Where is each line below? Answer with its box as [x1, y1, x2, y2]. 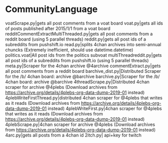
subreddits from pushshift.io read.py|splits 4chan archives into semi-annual [5, 41, 161, 47]
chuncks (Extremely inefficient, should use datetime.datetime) [5, 47, 134, 53]
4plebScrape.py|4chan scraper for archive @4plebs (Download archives [5, 121, 155, 127]
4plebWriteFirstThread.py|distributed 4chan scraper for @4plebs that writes [5, 94, 163, 101]
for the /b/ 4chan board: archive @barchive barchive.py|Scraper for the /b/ [5, 73, 160, 79]
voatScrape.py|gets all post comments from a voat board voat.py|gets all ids [5, 20, 163, 26]
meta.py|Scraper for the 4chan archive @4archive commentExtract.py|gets [5, 63, 161, 69]
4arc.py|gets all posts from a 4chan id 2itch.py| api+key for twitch [5, 132, 142, 138]
